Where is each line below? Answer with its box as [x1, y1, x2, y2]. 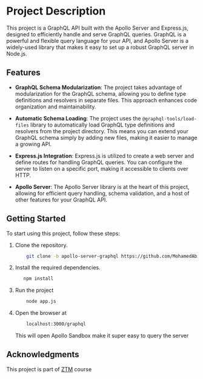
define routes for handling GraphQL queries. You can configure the [15, 159, 182, 166]
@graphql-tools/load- [142, 116, 197, 122]
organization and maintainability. [15, 103, 96, 110]
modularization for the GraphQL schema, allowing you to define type [15, 90, 187, 97]
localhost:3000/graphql [26, 321, 86, 328]
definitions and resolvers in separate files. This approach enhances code [15, 96, 198, 104]
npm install [23, 275, 54, 282]
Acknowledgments [6, 349, 80, 360]
